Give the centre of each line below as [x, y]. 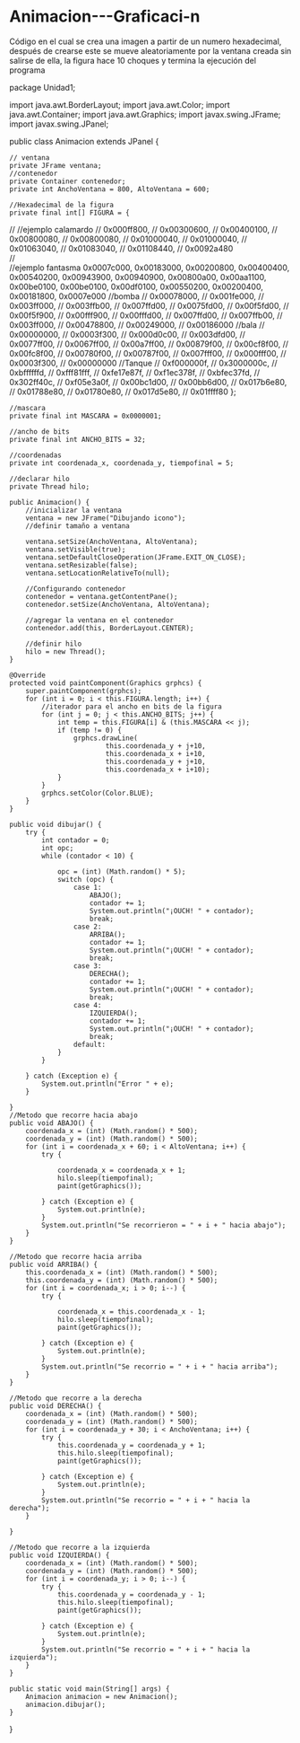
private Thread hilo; [50, 487]
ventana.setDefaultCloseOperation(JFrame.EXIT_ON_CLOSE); [136, 557]
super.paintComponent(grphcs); [84, 691]
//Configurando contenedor [76, 589]
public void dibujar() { [56, 824]
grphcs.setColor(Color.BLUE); [98, 793]
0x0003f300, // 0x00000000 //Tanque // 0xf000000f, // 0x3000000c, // [143, 363]
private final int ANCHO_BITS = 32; [77, 439]
